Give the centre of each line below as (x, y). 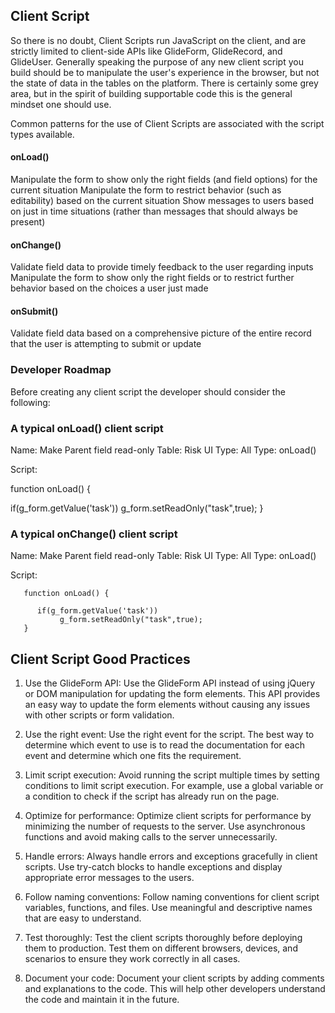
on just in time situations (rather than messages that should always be (154, 211)
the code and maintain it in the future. (102, 1000)
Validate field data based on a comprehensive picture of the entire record (161, 333)
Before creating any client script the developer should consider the (148, 391)
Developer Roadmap (61, 370)
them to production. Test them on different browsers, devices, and (161, 948)
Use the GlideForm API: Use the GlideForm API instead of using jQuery (170, 683)
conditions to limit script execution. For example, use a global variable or (174, 786)
